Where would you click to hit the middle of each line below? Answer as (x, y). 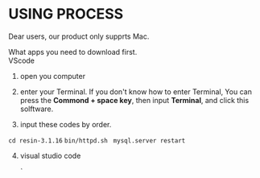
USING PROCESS (66, 14)
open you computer (53, 76)
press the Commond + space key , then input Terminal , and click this (134, 100)
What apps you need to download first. (73, 52)
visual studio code (50, 155)
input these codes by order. (66, 124)
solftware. (37, 109)
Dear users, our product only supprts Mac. (79, 36)
